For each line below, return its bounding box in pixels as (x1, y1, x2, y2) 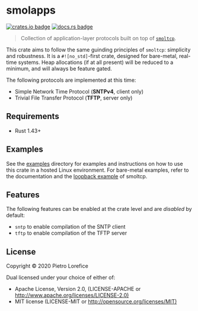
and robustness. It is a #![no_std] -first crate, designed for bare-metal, (6, 52, 178, 59)
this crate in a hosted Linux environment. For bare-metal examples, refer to (6, 166, 189, 174)
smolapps (6, 4, 56, 17)
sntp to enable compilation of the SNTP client (14, 223, 126, 230)
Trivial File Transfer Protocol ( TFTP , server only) (14, 94, 133, 101)
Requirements (6, 111, 59, 121)
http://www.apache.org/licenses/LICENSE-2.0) (14, 291, 129, 299)
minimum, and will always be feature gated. (6, 65, 113, 72)
